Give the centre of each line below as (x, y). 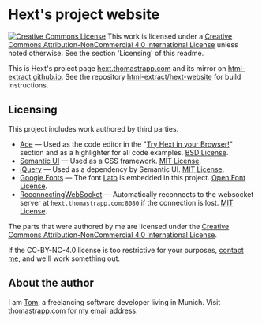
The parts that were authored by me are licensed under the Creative (119, 226)
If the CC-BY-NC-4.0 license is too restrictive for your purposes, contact (126, 250)
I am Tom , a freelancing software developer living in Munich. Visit (114, 302)
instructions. (28, 85)
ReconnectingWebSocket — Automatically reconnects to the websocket (137, 194)
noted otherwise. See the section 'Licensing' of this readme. (106, 53)
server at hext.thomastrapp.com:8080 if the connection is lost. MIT (127, 202)
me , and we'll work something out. (64, 258)
